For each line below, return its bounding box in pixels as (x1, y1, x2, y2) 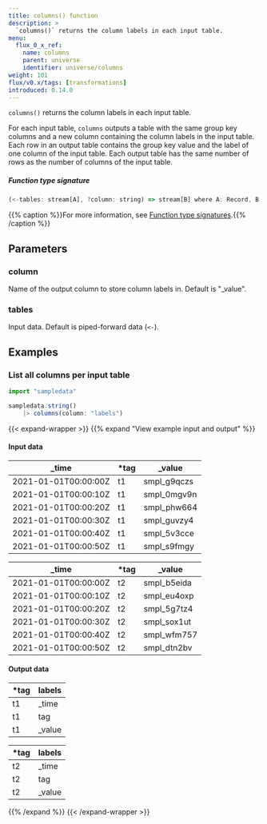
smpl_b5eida (143, 577, 192, 588)
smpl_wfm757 (143, 629, 198, 640)
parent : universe (22, 57, 81, 65)
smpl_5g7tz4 (143, 603, 193, 614)
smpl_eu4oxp (143, 590, 194, 601)
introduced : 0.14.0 (8, 86, 74, 94)
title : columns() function (8, 11, 98, 20)
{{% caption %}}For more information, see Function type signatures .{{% (8, 210, 246, 220)
